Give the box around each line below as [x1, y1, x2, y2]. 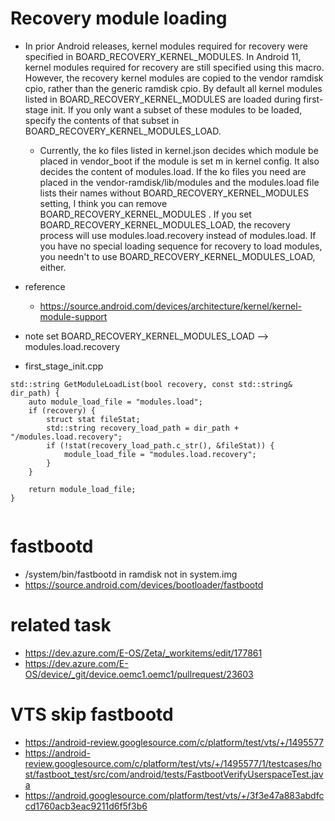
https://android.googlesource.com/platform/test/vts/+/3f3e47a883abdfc [24, 789, 325, 801]
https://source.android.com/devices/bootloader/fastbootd [24, 578, 264, 591]
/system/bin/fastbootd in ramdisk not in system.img [24, 568, 238, 580]
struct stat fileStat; [46, 414, 141, 424]
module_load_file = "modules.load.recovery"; [63, 449, 257, 459]
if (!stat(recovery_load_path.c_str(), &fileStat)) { [46, 440, 275, 451]
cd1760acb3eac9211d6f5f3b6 [24, 800, 148, 812]
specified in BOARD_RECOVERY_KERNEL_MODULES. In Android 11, [24, 50, 302, 62]
